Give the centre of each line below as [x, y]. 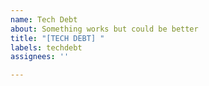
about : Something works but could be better [104, 29]
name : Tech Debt [44, 19]
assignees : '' [40, 57]
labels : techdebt [46, 47]
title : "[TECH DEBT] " [57, 38]
